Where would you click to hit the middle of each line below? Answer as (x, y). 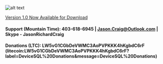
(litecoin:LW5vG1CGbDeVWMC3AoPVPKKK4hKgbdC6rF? (67, 51)
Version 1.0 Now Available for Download (47, 17)
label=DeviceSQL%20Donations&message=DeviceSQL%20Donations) (81, 56)
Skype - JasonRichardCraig (35, 34)
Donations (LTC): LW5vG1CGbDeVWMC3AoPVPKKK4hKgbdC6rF (75, 45)
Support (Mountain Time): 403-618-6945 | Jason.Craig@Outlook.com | (82, 29)
